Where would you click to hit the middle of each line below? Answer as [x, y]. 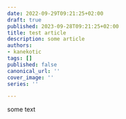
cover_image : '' [30, 77]
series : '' [23, 84]
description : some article [46, 39]
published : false [32, 65]
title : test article [37, 33]
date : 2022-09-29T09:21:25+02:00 [55, 13]
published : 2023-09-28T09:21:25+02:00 [63, 26]
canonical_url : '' [34, 71]
